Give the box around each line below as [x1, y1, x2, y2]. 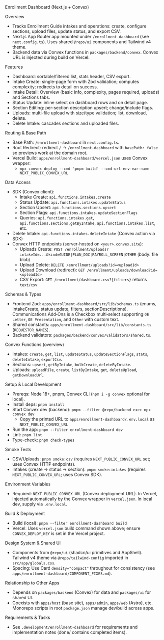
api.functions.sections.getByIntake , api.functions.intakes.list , [19, 220, 156, 226]
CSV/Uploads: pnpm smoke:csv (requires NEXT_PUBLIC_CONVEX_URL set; [12, 456, 151, 462]
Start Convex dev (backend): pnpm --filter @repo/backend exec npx [12, 407, 151, 412]
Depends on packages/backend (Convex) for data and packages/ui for [12, 589, 151, 595]
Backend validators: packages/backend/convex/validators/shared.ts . [12, 332, 152, 338]
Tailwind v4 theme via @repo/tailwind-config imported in [12, 555, 129, 560]
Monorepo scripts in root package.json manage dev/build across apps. [12, 605, 155, 611]
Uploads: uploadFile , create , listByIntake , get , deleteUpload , [12, 367, 137, 373]
